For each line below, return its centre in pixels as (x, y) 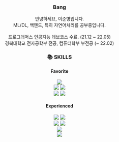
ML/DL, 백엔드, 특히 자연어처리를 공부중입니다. (59, 25)
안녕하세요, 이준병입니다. (59, 19)
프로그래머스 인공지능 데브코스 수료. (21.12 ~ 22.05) (59, 37)
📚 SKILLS (59, 57)
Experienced (59, 106)
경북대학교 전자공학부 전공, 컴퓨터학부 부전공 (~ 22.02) (59, 43)
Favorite (59, 71)
